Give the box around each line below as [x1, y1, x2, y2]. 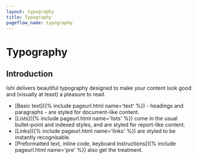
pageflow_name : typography [6, 20, 73, 26]
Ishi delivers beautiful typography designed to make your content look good [6, 84, 192, 92]
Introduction [6, 69, 53, 79]
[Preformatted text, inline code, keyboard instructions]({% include [14, 140, 176, 147]
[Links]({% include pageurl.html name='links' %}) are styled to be [14, 128, 176, 135]
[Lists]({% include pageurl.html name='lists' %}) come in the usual [14, 115, 178, 122]
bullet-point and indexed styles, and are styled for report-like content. [14, 121, 186, 128]
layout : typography [6, 8, 55, 15]
